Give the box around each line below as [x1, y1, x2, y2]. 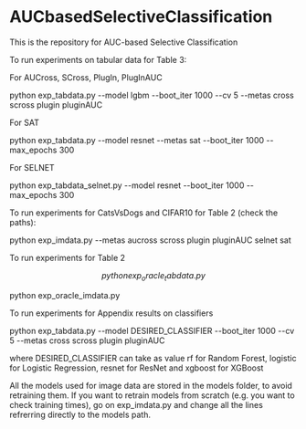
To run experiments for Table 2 [9, 252, 126, 263]
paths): [9, 216, 37, 227]
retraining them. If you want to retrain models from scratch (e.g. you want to [9, 390, 295, 401]
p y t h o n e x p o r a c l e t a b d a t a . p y [101, 269, 206, 283]
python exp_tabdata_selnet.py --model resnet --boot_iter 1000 [9, 180, 245, 191]
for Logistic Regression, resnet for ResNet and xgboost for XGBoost [9, 362, 264, 373]
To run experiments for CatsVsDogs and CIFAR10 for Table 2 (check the [9, 207, 279, 218]
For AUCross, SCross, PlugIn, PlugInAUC [9, 71, 163, 83]
